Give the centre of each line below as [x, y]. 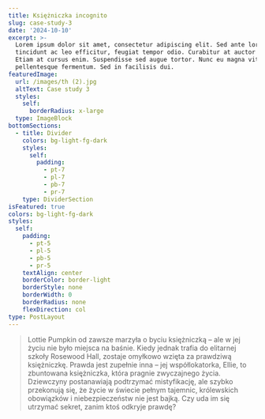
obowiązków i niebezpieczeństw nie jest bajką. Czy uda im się [129, 398]
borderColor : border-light [67, 280]
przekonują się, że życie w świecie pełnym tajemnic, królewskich [133, 390]
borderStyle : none [52, 288]
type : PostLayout [37, 317]
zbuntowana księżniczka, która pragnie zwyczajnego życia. [124, 373]
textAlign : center [52, 273]
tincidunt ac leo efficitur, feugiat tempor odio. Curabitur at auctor [136, 52]
